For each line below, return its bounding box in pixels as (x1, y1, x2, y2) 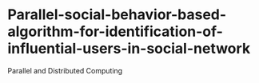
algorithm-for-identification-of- (7, 22, 223, 41)
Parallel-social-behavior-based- (7, 6, 227, 24)
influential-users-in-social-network (7, 40, 251, 57)
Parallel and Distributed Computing (7, 65, 123, 75)
